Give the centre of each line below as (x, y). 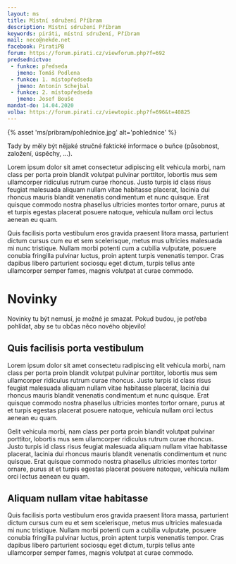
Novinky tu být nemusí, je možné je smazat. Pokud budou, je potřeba (107, 319)
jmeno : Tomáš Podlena (48, 73)
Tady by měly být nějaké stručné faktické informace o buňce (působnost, (113, 146)
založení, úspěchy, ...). (40, 153)
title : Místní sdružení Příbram (55, 20)
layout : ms (23, 14)
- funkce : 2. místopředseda (51, 92)
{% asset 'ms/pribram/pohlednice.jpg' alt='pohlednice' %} (92, 132)
